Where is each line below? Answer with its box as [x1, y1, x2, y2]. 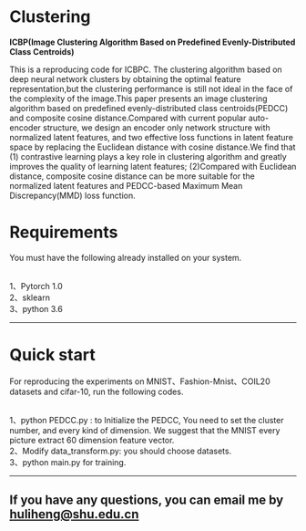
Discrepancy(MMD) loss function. [9, 190, 136, 201]
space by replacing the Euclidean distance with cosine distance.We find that [9, 141, 296, 152]
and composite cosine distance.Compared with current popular [9, 112, 247, 123]
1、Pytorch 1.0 [9, 280, 64, 291]
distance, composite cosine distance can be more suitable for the [9, 171, 255, 182]
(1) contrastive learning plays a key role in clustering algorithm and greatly [9, 151, 287, 161]
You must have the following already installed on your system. [9, 252, 242, 263]
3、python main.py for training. [9, 456, 127, 467]
